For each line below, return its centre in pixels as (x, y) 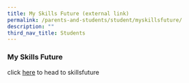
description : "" (31, 26)
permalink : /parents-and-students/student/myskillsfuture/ (95, 20)
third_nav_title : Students (46, 33)
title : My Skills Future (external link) (68, 13)
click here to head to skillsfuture (53, 72)
